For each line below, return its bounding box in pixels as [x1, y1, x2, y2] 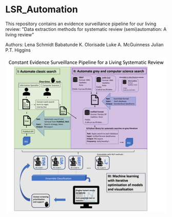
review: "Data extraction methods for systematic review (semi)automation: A [5, 26, 167, 32]
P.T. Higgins [5, 47, 31, 53]
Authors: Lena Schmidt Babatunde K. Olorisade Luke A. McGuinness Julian [5, 41, 164, 47]
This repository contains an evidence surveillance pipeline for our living [5, 21, 157, 27]
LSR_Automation [5, 4, 78, 15]
